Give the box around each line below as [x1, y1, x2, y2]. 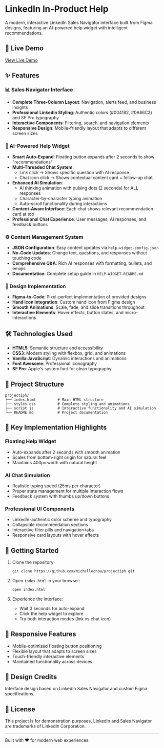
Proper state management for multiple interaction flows [12, 488, 123, 494]
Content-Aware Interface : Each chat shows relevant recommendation [12, 205, 154, 211]
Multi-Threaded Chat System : [12, 164, 74, 170]
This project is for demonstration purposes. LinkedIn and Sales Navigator [5, 718, 152, 724]
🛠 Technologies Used [5, 329, 73, 338]
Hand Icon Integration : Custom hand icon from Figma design [12, 299, 136, 305]
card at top [12, 211, 35, 217]
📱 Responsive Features [5, 630, 77, 638]
